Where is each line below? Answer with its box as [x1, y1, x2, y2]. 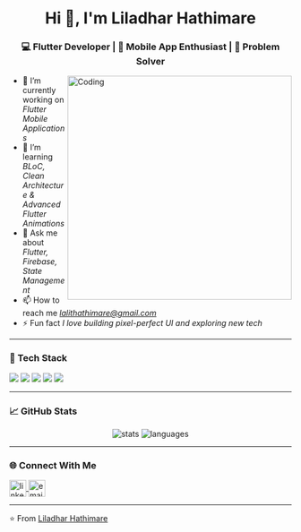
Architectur [21, 180, 64, 191]
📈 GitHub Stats [9, 405, 78, 417]
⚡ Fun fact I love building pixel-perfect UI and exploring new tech [21, 318, 262, 329]
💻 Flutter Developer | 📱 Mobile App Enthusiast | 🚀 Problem [21, 40, 280, 53]
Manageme [21, 275, 65, 286]
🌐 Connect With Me [9, 459, 97, 471]
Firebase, [21, 256, 58, 267]
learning [21, 151, 54, 162]
